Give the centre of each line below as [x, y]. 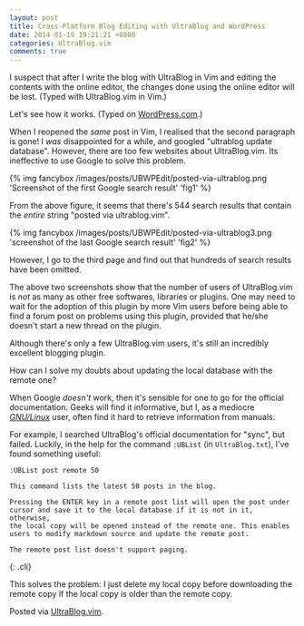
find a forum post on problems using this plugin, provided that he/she [139, 316]
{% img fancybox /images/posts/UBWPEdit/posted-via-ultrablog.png [138, 179]
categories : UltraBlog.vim [60, 43]
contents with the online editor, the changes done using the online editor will [152, 87]
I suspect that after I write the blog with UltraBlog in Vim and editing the [143, 77]
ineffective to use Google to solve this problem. [98, 161]
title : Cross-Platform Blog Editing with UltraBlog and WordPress [137, 26]
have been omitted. [45, 269]
